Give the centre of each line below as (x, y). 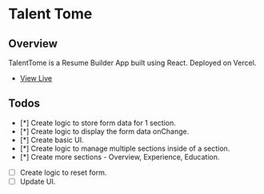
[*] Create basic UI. (52, 139)
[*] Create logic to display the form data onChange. (104, 131)
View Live (36, 78)
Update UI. (38, 181)
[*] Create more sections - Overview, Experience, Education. (120, 156)
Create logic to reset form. (63, 172)
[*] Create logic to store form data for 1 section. (98, 123)
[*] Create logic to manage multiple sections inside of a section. (125, 148)
